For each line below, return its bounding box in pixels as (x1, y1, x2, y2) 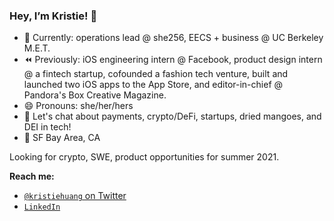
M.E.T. (23, 42, 51, 54)
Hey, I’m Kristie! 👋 (9, 9, 98, 23)
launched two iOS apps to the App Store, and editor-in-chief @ (23, 79, 284, 91)
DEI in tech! (23, 121, 72, 133)
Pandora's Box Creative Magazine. (23, 89, 167, 101)
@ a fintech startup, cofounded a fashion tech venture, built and (23, 68, 289, 80)
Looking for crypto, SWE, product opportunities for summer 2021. (9, 151, 280, 163)
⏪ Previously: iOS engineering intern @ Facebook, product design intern (23, 54, 323, 66)
